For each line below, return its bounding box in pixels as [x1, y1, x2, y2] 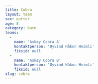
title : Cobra [5, 7, 32, 12]
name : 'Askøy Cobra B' [14, 58, 61, 63]
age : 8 [5, 21, 19, 26]
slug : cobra [5, 72, 30, 77]
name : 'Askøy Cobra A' [14, 40, 61, 44]
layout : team [5, 12, 32, 17]
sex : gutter [5, 16, 30, 21]
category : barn [5, 26, 37, 31]
